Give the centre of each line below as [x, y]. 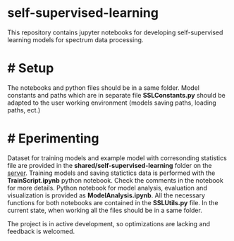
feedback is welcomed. [41, 231]
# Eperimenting [53, 139]
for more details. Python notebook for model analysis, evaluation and [107, 188]
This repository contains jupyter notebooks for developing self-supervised [115, 32]
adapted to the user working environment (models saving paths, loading [112, 103]
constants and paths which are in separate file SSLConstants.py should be [116, 95]
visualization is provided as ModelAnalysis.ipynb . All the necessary [106, 195]
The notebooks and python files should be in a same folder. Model [103, 87]
